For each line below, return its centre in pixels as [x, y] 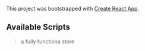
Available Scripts [38, 27]
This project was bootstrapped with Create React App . [73, 9]
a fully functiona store [48, 42]
